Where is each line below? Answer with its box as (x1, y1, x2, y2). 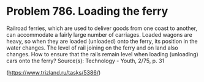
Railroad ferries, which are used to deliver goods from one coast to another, (6, 24, 198, 32)
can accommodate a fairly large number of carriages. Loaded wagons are (6, 31, 193, 38)
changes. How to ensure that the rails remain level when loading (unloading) (6, 50, 199, 58)
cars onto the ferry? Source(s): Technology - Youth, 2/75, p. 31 (6, 57, 164, 64)
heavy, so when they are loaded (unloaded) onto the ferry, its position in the (6, 37, 198, 45)
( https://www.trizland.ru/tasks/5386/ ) (6, 69, 101, 76)
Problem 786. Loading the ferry (6, 4, 168, 18)
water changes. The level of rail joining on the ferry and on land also (6, 44, 179, 51)
